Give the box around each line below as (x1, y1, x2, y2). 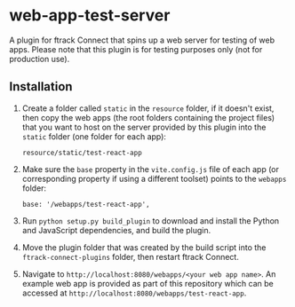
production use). (9, 53, 70, 64)
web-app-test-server (9, 5, 171, 26)
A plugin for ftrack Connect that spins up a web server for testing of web (9, 35, 275, 45)
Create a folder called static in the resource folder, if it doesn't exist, (21, 103, 275, 114)
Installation (9, 79, 73, 94)
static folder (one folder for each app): (21, 130, 167, 142)
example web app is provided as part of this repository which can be (21, 278, 274, 288)
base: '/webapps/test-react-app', (21, 200, 150, 209)
